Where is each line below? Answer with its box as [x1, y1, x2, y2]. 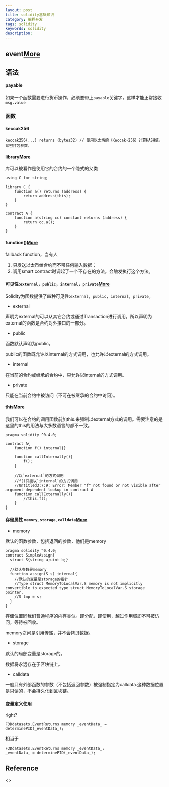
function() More [5, 239, 38, 245]
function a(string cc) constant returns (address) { [14, 215, 127, 220]
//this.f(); [23, 496, 49, 501]
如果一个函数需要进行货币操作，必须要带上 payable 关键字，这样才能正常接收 [5, 94, 162, 100]
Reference [5, 764, 39, 772]
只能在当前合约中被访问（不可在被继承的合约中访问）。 [5, 392, 118, 398]
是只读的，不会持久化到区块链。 [5, 688, 71, 694]
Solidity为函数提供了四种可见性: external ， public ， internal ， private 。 [5, 293, 153, 299]
